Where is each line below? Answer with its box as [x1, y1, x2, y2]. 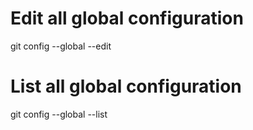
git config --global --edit [10, 40, 112, 52]
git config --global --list [10, 108, 108, 120]
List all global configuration [10, 75, 242, 98]
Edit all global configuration [10, 7, 244, 30]
